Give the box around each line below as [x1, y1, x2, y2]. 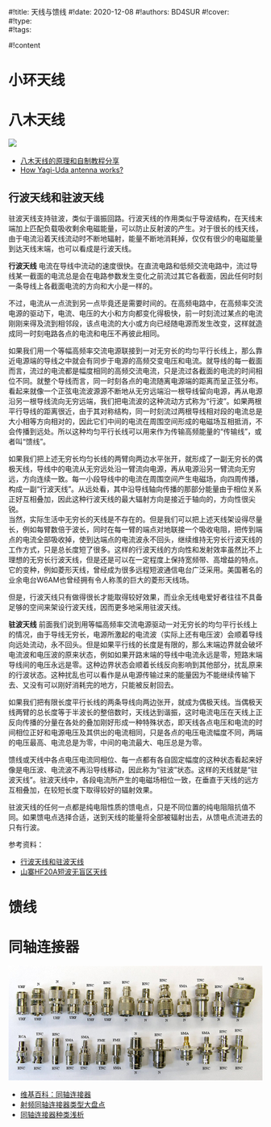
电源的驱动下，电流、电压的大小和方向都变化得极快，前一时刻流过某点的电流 [8, 308, 263, 317]
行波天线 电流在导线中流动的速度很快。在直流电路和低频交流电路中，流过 [8, 261, 251, 271]
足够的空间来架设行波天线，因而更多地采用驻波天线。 [8, 602, 186, 612]
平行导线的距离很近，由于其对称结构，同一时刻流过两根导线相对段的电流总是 [8, 406, 263, 416]
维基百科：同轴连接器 [19, 1090, 91, 1100]
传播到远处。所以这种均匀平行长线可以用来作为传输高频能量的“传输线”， [15, 427, 256, 436]
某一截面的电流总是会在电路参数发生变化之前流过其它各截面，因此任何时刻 [15, 271, 263, 280]
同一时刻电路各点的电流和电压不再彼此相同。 [15, 328, 164, 338]
